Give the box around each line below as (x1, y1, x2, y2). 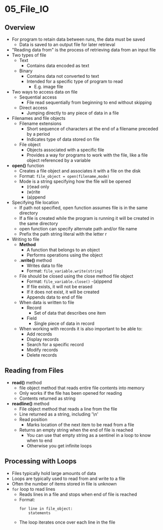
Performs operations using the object (26, 252, 103, 258)
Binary (19, 68, 33, 74)
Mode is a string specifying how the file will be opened (19, 178, 131, 184)
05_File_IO (4, 3, 49, 15)
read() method (11, 379, 42, 385)
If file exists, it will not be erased (26, 284, 93, 289)
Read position (19, 416, 48, 422)
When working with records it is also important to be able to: (19, 326, 143, 331)
